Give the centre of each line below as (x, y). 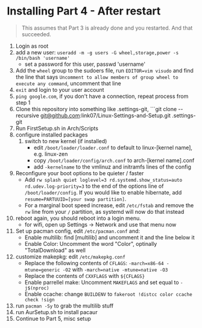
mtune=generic (42, 270)
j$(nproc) (37, 288)
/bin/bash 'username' (43, 58)
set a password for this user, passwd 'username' (85, 64)
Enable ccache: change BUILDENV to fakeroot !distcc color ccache (108, 294)
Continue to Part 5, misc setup (53, 318)
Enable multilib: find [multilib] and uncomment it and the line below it (109, 237)
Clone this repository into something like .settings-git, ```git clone (96, 109)
